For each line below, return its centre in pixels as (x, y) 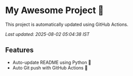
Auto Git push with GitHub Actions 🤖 (50, 67)
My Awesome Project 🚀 (55, 10)
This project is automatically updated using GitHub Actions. (67, 24)
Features (19, 50)
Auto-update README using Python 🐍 (52, 62)
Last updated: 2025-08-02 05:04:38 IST (47, 34)
